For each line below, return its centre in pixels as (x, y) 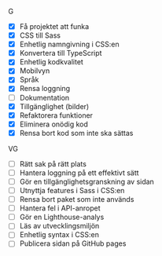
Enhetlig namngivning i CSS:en (69, 44)
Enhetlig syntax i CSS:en (59, 235)
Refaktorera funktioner (56, 115)
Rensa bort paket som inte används (77, 199)
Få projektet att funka (54, 26)
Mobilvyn (35, 71)
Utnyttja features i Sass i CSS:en (72, 190)
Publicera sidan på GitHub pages (73, 243)
